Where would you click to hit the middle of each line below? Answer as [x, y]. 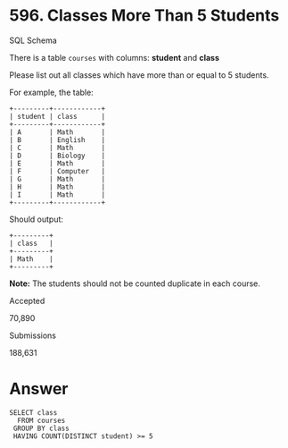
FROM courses [41, 420]
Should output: [37, 219]
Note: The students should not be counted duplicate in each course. [135, 283]
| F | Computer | [57, 171]
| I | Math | [57, 194]
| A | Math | [57, 132]
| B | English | [57, 139]
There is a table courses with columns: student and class [115, 57]
